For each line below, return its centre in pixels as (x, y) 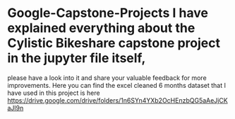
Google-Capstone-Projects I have (108, 13)
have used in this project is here (54, 93)
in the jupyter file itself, (77, 58)
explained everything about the (101, 28)
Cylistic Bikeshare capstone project (114, 43)
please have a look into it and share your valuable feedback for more (107, 78)
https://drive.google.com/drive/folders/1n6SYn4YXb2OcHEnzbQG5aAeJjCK (117, 100)
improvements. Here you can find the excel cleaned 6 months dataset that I (116, 85)
